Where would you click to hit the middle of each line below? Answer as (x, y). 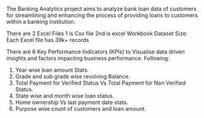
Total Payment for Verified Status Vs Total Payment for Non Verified (100, 83)
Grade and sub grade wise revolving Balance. (73, 76)
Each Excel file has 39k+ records (48, 40)
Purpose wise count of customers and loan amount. (81, 109)
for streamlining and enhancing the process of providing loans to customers (102, 15)
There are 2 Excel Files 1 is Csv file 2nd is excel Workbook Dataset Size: (97, 33)
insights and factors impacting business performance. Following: (88, 58)
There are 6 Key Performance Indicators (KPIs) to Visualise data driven (96, 52)
